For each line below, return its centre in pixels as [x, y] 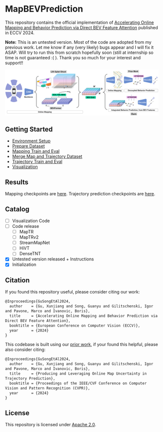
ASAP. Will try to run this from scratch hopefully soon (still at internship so [79, 52]
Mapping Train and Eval [36, 151]
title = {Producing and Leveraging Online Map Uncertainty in [78, 374]
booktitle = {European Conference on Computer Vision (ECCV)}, [75, 326]
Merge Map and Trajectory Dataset [47, 156]
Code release [26, 226]
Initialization [24, 265]
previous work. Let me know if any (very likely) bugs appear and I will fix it [80, 47]
